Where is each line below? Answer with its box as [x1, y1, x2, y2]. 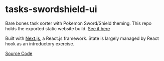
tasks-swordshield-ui [5, 4, 97, 15]
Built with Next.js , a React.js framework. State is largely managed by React [5, 35, 159, 41]
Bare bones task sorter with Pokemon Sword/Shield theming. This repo [5, 20, 152, 26]
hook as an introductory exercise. [5, 40, 74, 46]
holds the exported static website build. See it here [5, 25, 110, 31]
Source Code [5, 50, 33, 56]
